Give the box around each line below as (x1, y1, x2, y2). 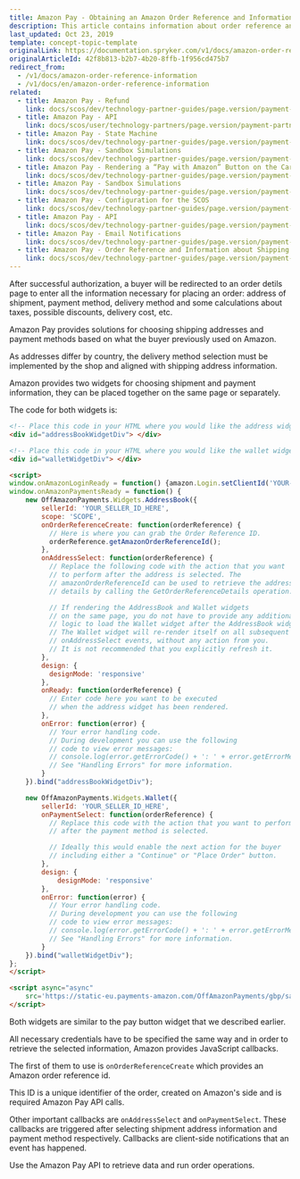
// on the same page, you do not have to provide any (48, 611, 254, 621)
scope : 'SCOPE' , (41, 512, 102, 521)
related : (9, 88, 42, 96)
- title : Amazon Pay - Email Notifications (17, 229, 181, 238)
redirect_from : (9, 63, 66, 72)
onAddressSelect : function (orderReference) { (41, 554, 214, 563)
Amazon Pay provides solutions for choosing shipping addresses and (9, 324, 264, 335)
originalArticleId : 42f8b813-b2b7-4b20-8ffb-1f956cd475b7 (9, 54, 229, 63)
